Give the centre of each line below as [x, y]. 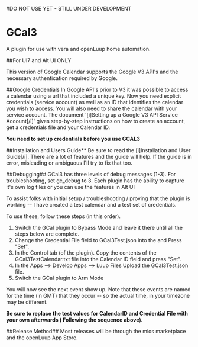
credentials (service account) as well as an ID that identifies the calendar [95, 102]
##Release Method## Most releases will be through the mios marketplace [96, 331]
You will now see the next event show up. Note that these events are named [98, 289]
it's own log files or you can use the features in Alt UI [70, 187]
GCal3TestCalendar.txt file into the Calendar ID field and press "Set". [98, 259]
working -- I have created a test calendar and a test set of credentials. [91, 204]
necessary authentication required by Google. [62, 78]
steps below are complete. [47, 234]
